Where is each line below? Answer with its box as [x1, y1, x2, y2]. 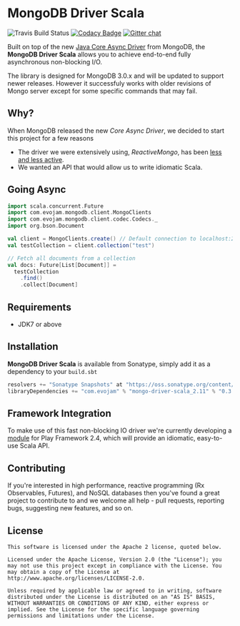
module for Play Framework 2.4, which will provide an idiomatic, [7, 434, 196, 443]
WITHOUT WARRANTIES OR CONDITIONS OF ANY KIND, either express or [7, 600, 209, 607]
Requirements [7, 301, 71, 313]
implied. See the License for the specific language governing [7, 606, 200, 613]
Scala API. [19, 441, 50, 450]
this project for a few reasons [7, 133, 94, 142]
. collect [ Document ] [20, 281, 79, 288]
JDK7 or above [17, 320, 62, 328]
